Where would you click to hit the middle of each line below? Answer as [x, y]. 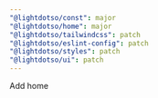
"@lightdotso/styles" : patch [65, 52]
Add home [29, 86]
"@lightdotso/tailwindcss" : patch [75, 34]
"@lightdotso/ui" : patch [57, 60]
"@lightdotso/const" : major [63, 18]
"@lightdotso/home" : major [61, 26]
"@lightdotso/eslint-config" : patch [79, 43]
